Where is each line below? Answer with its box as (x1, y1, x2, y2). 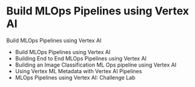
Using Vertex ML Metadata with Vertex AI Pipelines (15, 67, 142, 74)
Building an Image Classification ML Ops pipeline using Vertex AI (15, 61, 177, 68)
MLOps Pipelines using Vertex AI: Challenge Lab (15, 74, 136, 81)
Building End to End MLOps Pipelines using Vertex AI (15, 55, 147, 62)
